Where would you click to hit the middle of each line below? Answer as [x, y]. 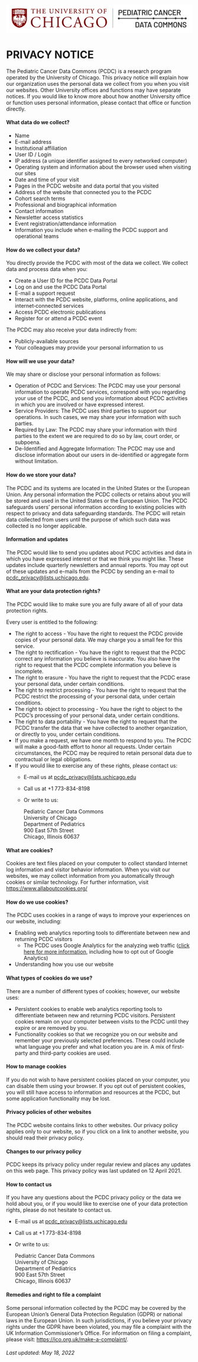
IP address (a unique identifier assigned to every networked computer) [101, 160]
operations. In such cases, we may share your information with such [98, 417]
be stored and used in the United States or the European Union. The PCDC [97, 500]
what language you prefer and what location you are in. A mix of [93, 1047]
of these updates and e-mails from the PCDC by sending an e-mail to [90, 571]
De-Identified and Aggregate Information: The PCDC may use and [95, 449]
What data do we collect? [38, 123]
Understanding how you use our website [64, 964]
